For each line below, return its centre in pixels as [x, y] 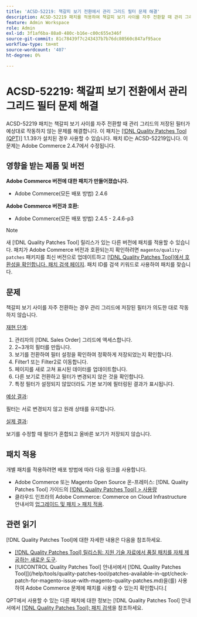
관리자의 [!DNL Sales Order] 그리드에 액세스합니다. [74, 340]
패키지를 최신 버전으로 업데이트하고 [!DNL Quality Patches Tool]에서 [105, 257]
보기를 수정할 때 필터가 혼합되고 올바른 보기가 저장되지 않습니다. [79, 434]
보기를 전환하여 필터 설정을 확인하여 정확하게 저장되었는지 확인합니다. [94, 355]
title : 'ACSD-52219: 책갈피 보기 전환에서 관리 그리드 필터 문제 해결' [83, 11]
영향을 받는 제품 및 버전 [45, 166]
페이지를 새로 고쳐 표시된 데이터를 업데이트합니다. [71, 369]
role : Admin [21, 28]
